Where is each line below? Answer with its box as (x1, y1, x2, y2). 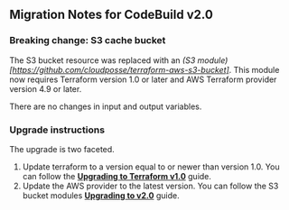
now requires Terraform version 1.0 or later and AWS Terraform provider (9, 74, 277, 85)
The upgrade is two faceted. (9, 143, 115, 154)
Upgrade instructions (9, 123, 106, 136)
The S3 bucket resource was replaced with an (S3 (9, 54, 196, 66)
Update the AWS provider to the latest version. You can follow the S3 (22, 180, 279, 191)
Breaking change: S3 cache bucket (9, 34, 166, 47)
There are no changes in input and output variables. (9, 101, 202, 112)
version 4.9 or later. (9, 83, 82, 94)
